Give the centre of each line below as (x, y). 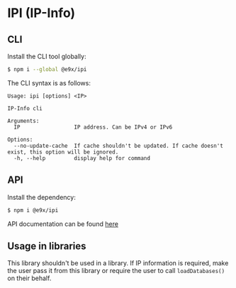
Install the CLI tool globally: (47, 56)
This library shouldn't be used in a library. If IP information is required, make (118, 263)
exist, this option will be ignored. (63, 152)
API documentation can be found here (63, 224)
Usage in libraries (47, 246)
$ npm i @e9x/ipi (33, 210)
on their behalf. (29, 278)
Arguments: (23, 121)
